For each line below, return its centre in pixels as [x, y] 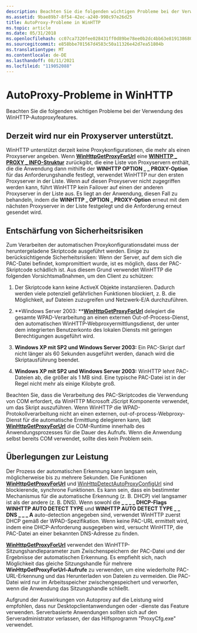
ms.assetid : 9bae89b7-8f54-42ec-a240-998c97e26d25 [69, 17]
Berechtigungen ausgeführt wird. [55, 336]
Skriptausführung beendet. [47, 360]
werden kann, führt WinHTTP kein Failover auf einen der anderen [85, 188]
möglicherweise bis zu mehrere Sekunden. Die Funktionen [77, 477]
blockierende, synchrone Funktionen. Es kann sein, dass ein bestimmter [93, 489]
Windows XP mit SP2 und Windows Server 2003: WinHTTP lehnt [94, 371]
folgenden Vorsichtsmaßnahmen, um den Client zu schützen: [80, 275]
